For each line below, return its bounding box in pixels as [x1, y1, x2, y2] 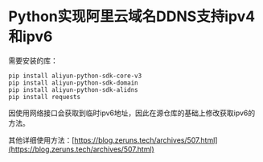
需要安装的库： [8, 56, 58, 65]
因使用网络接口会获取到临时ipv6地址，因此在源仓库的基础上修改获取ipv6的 [8, 108, 256, 118]
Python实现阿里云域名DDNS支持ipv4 [8, 7, 256, 26]
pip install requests [8, 93, 81, 101]
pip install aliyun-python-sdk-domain [8, 78, 138, 87]
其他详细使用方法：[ [8, 135, 75, 145]
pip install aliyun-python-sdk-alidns [8, 85, 138, 93]
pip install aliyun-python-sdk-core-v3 [8, 72, 142, 80]
